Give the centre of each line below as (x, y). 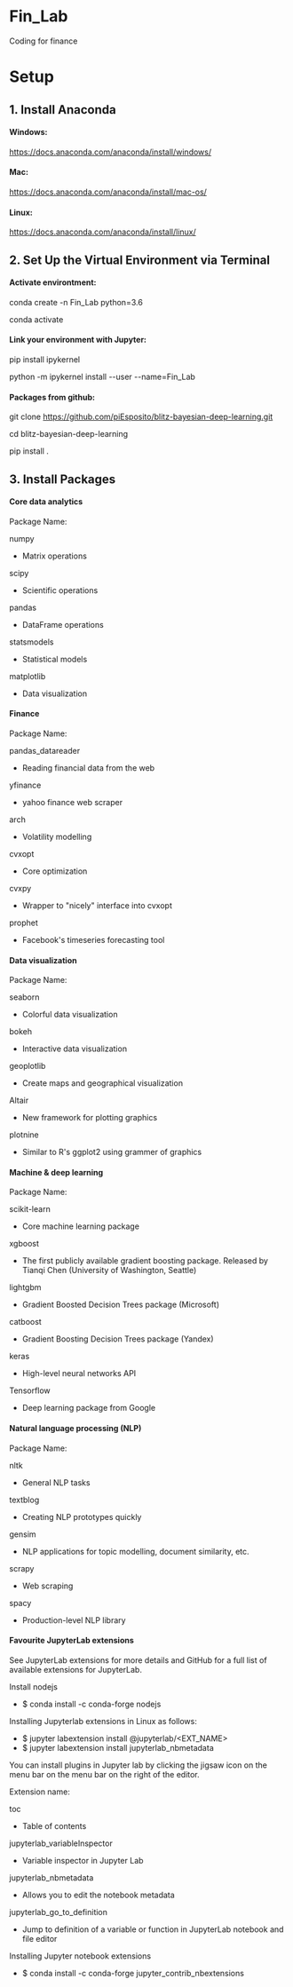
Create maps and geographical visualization (103, 1083)
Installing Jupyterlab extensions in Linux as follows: (103, 1721)
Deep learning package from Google (89, 1408)
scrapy (22, 1568)
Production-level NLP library (74, 1620)
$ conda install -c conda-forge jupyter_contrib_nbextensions (133, 1973)
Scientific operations (60, 590)
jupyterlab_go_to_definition (59, 1912)
